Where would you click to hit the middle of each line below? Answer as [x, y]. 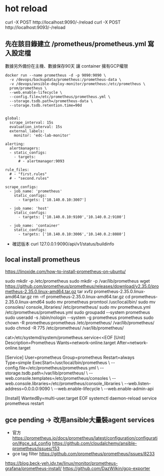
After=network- [132, 343]
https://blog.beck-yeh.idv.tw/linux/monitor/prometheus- [61, 463]
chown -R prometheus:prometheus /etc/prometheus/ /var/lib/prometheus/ [80, 322]
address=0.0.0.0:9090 [28, 389]
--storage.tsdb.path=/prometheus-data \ [51, 101]
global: [13, 118]
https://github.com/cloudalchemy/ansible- [94, 443]
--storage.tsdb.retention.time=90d [46, 105]
